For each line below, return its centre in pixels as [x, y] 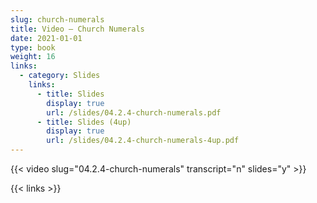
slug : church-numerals [57, 19]
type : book [33, 47]
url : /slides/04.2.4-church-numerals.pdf [134, 112]
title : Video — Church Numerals [77, 29]
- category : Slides [60, 76]
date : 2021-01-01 [46, 38]
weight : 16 [33, 57]
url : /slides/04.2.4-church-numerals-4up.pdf [143, 141]
